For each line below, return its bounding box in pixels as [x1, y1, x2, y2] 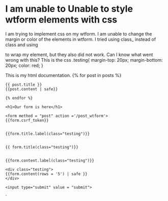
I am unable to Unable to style [5, 3, 133, 15]
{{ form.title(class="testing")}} [5, 144, 79, 149]
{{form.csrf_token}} [5, 118, 49, 123]
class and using [5, 41, 38, 47]
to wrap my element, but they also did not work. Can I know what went [5, 52, 153, 58]
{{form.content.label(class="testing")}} [5, 158, 95, 163]
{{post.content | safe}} [5, 86, 58, 92]
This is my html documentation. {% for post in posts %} [5, 72, 122, 78]
